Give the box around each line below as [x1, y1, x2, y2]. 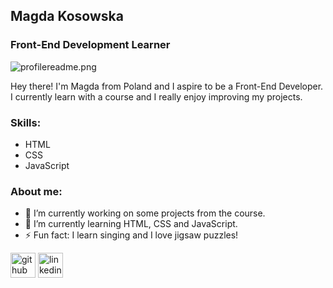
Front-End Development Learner [10, 38, 171, 52]
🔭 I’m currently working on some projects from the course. [24, 207, 266, 219]
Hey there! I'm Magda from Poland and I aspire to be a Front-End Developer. [10, 80, 324, 92]
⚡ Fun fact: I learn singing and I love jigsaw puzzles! [24, 229, 239, 241]
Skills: [10, 115, 42, 129]
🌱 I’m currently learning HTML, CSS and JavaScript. [24, 218, 238, 230]
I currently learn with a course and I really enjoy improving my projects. [10, 90, 303, 103]
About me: [10, 184, 63, 198]
